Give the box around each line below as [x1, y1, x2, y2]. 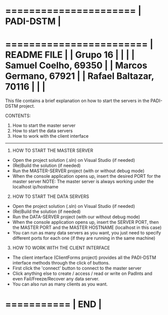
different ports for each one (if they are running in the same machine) [12, 235, 155, 241]
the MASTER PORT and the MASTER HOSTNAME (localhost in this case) [12, 224, 162, 230]
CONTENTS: [5, 113, 31, 119]
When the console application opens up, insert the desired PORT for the [12, 173, 161, 179]
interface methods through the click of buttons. [12, 260, 110, 266]
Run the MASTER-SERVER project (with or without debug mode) [12, 168, 145, 174]
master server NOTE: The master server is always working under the [12, 178, 154, 185]
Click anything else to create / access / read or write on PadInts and [12, 270, 152, 276]
